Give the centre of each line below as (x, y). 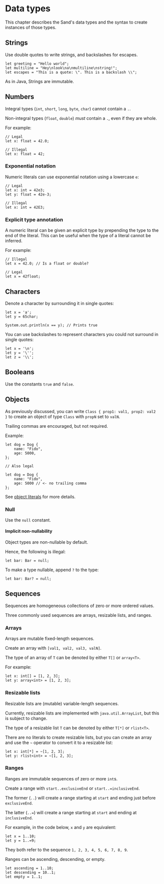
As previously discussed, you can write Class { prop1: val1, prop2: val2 (81, 411)
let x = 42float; (23, 276)
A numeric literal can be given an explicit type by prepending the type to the (82, 230)
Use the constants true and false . (40, 384)
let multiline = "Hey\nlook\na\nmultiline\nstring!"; (61, 68)
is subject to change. (26, 718)
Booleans (20, 372)
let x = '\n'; (20, 348)
